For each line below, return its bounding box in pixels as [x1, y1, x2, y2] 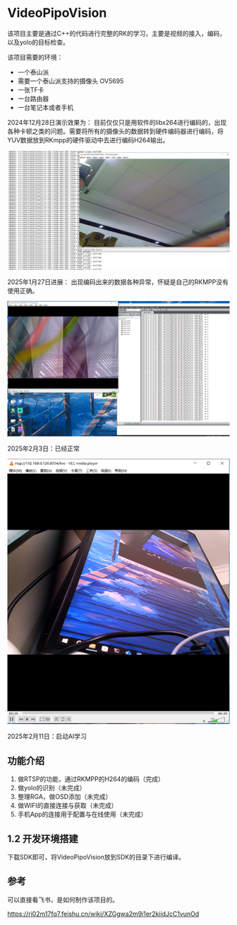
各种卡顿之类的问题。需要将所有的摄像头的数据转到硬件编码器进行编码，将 [7, 127, 224, 135]
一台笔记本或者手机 [17, 103, 74, 111]
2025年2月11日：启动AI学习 [7, 732, 87, 741]
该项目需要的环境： [7, 53, 63, 61]
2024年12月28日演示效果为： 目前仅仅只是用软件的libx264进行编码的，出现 [7, 118, 227, 126]
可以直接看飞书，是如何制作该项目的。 [7, 895, 119, 904]
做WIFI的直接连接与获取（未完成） [17, 802, 118, 810]
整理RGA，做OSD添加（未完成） [17, 792, 112, 801]
